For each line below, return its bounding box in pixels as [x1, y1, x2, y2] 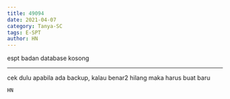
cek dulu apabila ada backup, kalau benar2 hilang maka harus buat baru [7, 74, 211, 82]
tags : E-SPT [7, 29, 41, 36]
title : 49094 [7, 10, 44, 17]
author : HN [7, 36, 38, 42]
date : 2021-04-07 [7, 16, 57, 23]
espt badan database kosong [7, 54, 90, 62]
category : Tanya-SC [7, 23, 63, 29]
